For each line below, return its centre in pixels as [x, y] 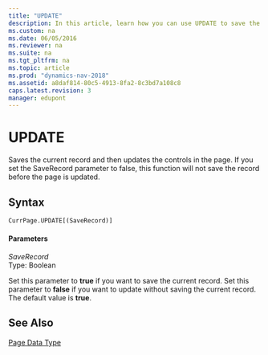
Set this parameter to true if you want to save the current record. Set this [129, 281]
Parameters [28, 239]
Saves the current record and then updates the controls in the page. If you [131, 160]
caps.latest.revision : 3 [50, 90]
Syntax [26, 202]
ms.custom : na [32, 31]
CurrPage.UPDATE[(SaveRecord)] [61, 221]
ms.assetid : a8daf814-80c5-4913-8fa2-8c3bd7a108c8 [95, 83]
